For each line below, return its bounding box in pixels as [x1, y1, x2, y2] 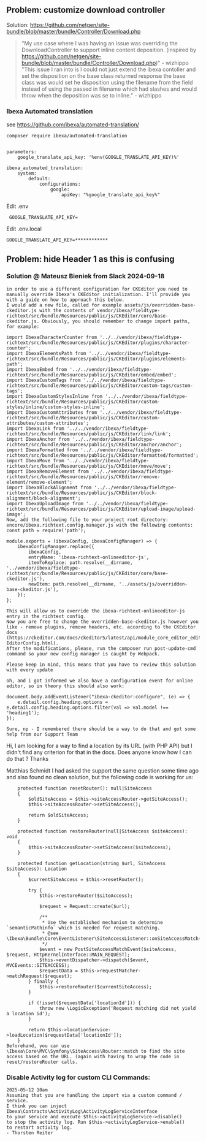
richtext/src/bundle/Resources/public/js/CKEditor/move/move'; [6, 463, 172, 469]
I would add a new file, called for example [6, 302, 122, 308]
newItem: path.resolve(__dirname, [28, 581, 116, 587]
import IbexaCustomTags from [6, 377, 81, 383]
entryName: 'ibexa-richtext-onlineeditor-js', [28, 554, 150, 560]
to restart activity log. [6, 1124, 72, 1131]
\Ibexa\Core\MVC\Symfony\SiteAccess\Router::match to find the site [6, 1048, 185, 1054]
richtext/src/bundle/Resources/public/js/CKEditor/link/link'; [6, 430, 172, 437]
